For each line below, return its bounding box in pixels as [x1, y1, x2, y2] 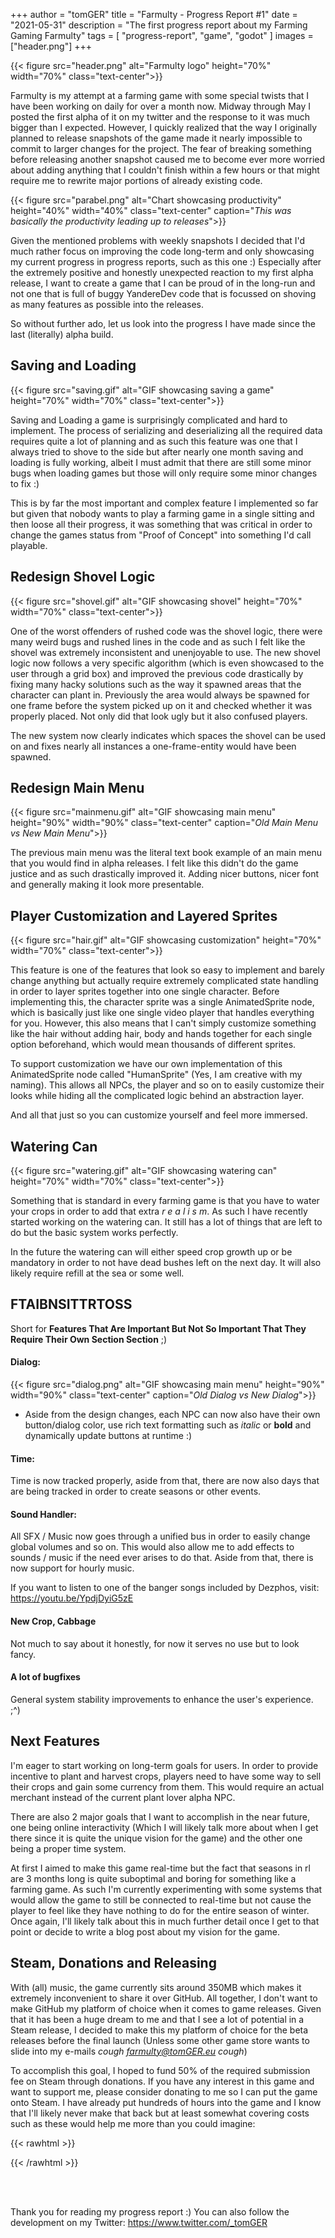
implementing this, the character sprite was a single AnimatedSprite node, [10, 996, 315, 1008]
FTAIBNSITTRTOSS [10, 1296, 133, 1313]
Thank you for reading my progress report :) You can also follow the [10, 2205, 290, 2218]
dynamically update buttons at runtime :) [24, 1430, 193, 1442]
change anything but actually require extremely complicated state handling [10, 975, 319, 987]
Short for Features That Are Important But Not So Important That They [10, 1322, 307, 1334]
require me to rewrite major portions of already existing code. [10, 175, 263, 186]
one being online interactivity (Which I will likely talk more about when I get [10, 1821, 319, 1833]
